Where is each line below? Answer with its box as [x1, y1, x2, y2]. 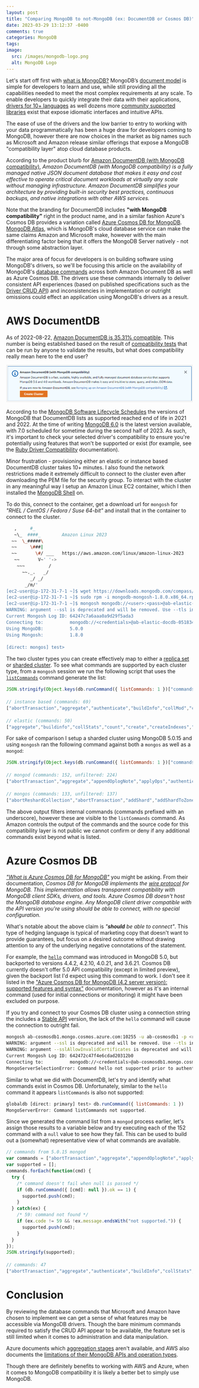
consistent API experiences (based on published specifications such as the [6, 280, 190, 288]
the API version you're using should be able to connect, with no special [6, 905, 180, 912]
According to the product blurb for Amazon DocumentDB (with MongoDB [6, 156, 185, 163]
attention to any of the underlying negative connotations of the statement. [6, 942, 187, 949]
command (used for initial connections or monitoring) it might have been [6, 991, 182, 998]
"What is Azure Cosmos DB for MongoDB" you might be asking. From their [6, 873, 188, 881]
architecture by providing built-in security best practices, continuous [6, 188, 174, 195]
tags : [6, 41, 20, 47]
